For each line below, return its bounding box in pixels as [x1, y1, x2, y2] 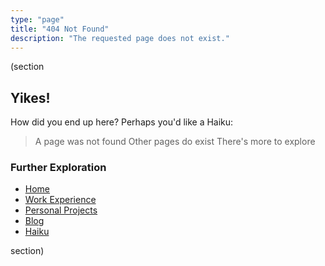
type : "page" [10, 14, 65, 25]
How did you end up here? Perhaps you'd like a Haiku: [10, 116, 234, 128]
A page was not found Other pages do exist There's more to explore [34, 136, 316, 148]
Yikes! [10, 89, 51, 106]
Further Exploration [10, 161, 107, 175]
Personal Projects [24, 204, 98, 216]
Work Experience [24, 194, 97, 206]
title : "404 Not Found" [10, 24, 110, 34]
